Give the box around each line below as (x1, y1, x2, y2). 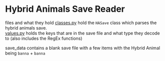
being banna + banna (5, 50, 45, 56)
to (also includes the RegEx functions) (5, 35, 82, 41)
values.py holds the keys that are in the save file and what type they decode (5, 30, 160, 36)
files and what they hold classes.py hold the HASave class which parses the (5, 20, 157, 26)
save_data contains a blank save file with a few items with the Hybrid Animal (5, 45, 161, 51)
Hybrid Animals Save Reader (5, 3, 125, 15)
